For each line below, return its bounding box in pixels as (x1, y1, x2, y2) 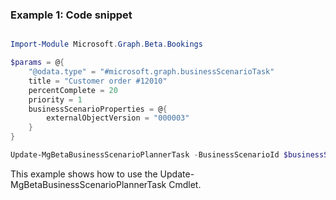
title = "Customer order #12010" (28, 76, 168, 86)
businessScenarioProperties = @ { (28, 104, 168, 114)
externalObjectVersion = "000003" (46, 113, 190, 123)
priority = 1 (28, 94, 83, 105)
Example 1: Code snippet (10, 8, 133, 22)
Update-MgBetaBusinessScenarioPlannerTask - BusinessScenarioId (10, 150, 280, 160)
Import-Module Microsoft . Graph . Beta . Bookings (10, 39, 203, 50)
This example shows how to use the (10, 168, 158, 180)
